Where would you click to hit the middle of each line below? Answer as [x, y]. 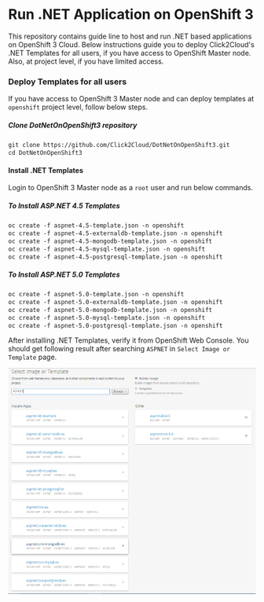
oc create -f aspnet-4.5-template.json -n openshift [96, 226]
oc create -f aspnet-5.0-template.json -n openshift [96, 295]
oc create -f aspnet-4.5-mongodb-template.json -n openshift [110, 241]
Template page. [33, 357]
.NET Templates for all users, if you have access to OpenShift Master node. [130, 53]
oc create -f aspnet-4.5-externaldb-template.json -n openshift [115, 233]
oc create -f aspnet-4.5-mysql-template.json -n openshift [107, 249]
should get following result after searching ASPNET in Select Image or [119, 349]
